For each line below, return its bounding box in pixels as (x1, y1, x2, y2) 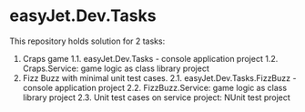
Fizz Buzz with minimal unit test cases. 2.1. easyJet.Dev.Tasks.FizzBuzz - (22, 72, 297, 83)
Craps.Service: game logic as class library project (22, 63, 209, 74)
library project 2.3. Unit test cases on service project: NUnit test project (22, 92, 291, 103)
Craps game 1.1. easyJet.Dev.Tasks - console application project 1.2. (22, 53, 279, 64)
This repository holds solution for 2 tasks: (9, 36, 166, 46)
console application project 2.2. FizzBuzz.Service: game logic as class (22, 82, 288, 93)
